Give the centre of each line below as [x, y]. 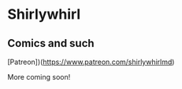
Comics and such [51, 43]
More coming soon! [39, 77]
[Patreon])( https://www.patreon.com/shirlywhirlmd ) [91, 62]
